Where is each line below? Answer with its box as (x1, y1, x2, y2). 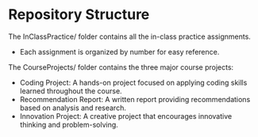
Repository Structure (8, 6, 150, 24)
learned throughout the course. (19, 86, 122, 96)
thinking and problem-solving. (19, 120, 119, 129)
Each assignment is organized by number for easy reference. (19, 47, 220, 56)
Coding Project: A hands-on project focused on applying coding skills (19, 78, 248, 87)
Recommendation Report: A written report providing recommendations (19, 94, 251, 104)
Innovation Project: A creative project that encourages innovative (19, 111, 233, 120)
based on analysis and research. (19, 103, 127, 112)
